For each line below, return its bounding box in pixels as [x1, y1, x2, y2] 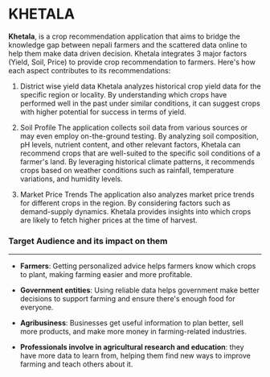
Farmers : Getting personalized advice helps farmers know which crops [19, 261, 256, 271]
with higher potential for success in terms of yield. [19, 106, 186, 117]
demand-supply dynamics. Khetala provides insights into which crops [19, 206, 252, 216]
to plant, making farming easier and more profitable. [19, 270, 193, 280]
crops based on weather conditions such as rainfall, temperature [19, 165, 235, 175]
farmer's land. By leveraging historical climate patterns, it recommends [19, 156, 256, 166]
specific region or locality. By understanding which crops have [19, 89, 227, 99]
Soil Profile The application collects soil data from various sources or [19, 122, 248, 132]
